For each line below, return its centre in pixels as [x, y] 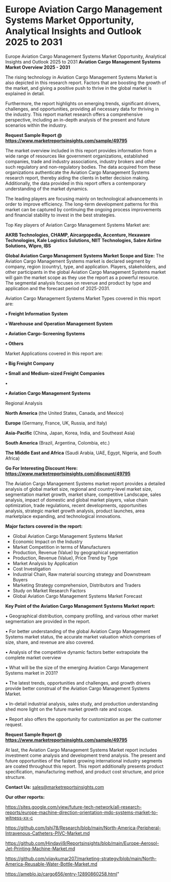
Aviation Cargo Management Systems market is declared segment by [78, 261]
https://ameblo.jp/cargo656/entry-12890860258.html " [63, 874]
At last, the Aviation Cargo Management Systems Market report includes [81, 750]
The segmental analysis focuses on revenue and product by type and [78, 283]
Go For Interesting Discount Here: [42, 468]
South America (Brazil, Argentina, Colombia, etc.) [58, 443]
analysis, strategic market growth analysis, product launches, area [75, 511]
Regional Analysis [24, 403]
